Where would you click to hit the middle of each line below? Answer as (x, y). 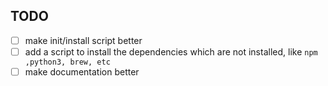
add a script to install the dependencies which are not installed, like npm (171, 51)
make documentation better (82, 71)
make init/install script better (83, 40)
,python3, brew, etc (67, 62)
